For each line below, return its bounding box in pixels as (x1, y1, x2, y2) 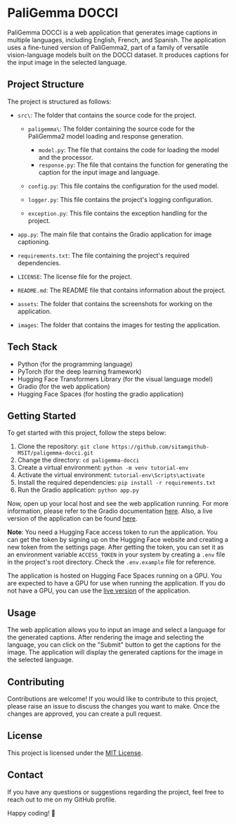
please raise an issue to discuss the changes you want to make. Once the (7, 702, 220, 710)
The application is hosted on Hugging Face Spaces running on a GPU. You (7, 571, 223, 580)
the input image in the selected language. (7, 58, 127, 66)
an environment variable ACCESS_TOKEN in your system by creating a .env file (7, 550, 225, 559)
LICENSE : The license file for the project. (17, 272, 132, 281)
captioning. (17, 237, 51, 246)
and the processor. (38, 153, 93, 161)
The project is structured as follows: (7, 97, 112, 106)
